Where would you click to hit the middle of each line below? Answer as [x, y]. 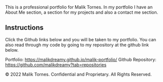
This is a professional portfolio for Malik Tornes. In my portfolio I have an [79, 7]
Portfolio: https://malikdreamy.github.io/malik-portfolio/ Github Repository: [81, 59]
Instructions [24, 28]
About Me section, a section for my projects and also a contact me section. [82, 12]
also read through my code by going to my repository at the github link [77, 45]
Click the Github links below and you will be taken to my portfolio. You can [81, 39]
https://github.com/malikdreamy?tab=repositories [56, 65]
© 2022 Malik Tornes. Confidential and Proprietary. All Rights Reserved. [79, 74]
